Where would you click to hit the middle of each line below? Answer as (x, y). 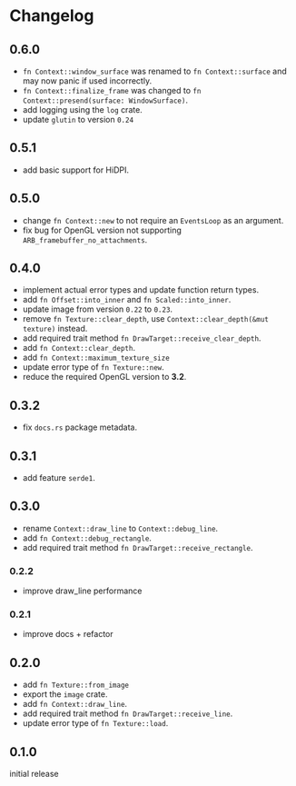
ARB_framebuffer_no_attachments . (85, 239)
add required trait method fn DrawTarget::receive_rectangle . (138, 547)
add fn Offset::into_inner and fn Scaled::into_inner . (127, 300)
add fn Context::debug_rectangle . (87, 538)
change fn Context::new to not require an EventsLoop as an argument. (153, 220)
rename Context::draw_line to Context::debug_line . (120, 528)
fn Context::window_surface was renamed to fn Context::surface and (155, 71)
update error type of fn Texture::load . (95, 723)
